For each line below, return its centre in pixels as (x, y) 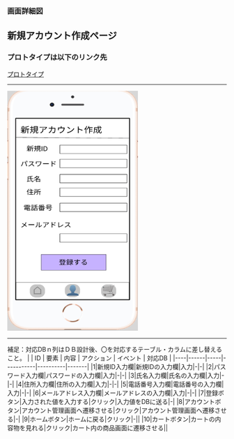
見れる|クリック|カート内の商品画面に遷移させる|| (97, 428)
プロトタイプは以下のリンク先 (57, 57)
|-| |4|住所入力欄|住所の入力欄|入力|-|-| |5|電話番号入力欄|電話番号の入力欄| (116, 384)
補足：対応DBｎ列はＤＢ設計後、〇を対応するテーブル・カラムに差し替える (115, 349)
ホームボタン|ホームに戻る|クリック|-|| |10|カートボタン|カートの (122, 419)
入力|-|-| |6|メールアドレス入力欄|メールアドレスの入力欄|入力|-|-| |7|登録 (113, 393)
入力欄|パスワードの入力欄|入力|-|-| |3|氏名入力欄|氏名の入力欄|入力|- (125, 375)
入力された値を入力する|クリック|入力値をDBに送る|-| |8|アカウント (118, 401)
